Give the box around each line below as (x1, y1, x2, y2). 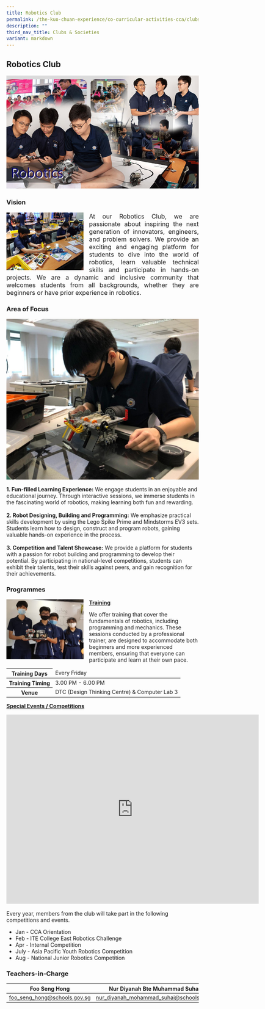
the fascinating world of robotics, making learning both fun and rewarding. (6, 498, 194, 506)
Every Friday (55, 669, 87, 677)
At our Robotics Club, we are (89, 212, 199, 220)
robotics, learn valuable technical (89, 258, 199, 266)
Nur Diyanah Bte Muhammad (109, 985, 184, 992)
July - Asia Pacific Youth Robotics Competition (15, 948, 133, 955)
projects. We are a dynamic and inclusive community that (6, 273, 199, 281)
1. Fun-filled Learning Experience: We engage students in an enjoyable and (6, 485, 198, 493)
